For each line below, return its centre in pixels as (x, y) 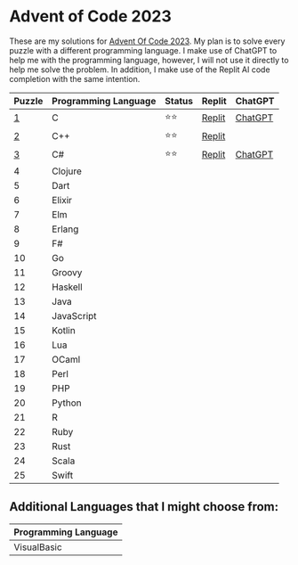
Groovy (67, 272)
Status (179, 101)
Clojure (67, 171)
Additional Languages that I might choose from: (144, 507)
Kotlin (64, 330)
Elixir (62, 200)
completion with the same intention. (75, 78)
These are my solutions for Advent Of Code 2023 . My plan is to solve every (147, 41)
